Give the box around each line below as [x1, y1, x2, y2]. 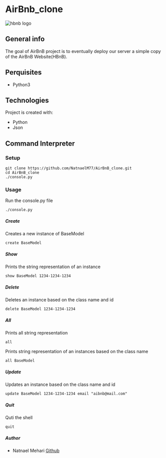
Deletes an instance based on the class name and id [5, 297, 114, 303]
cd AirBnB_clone [5, 170, 39, 175]
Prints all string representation [5, 330, 68, 336]
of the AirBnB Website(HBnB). [5, 53, 68, 59]
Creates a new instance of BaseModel [5, 231, 84, 237]
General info [5, 35, 45, 43]
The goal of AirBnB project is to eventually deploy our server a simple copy [5, 48, 161, 54]
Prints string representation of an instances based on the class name [5, 349, 148, 355]
